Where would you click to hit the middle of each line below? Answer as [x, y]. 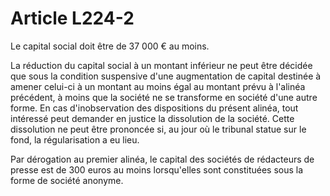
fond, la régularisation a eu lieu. [75, 139]
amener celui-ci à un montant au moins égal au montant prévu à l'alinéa [158, 86]
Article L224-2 [72, 18]
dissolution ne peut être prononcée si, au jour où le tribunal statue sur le [158, 129]
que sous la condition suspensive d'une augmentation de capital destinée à [166, 76]
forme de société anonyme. [67, 180]
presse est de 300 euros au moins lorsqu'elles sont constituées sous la [157, 169]
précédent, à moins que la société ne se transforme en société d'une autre [164, 97]
